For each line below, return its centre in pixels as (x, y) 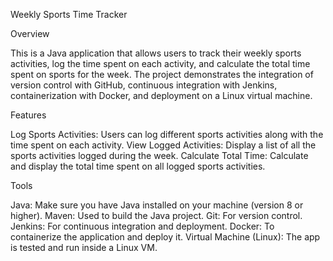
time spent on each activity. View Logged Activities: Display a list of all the (163, 145)
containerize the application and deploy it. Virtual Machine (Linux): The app (165, 237)
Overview (30, 33)
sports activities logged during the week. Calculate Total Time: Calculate (159, 155)
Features (28, 115)
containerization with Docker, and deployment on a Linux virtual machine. (161, 95)
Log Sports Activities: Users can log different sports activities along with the (167, 134)
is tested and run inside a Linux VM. (84, 247)
